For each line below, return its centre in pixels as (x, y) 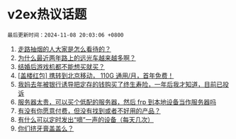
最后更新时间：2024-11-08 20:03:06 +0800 (66, 35)
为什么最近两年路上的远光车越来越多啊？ (77, 58)
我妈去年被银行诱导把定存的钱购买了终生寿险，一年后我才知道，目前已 (120, 84)
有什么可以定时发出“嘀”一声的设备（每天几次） (86, 119)
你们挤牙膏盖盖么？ (46, 128)
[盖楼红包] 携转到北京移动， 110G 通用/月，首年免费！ (96, 75)
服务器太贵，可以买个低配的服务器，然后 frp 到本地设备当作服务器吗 (117, 102)
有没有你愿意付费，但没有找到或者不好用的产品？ (89, 111)
